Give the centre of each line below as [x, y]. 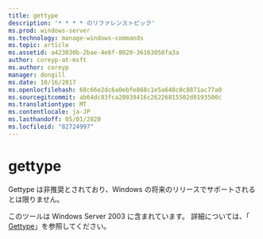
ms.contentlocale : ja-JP [49, 112]
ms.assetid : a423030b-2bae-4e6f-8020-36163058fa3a [94, 53]
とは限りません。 [36, 199]
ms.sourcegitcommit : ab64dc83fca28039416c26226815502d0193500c [115, 97]
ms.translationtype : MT [48, 104]
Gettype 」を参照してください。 [60, 226]
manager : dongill [37, 75]
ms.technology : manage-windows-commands [76, 38]
